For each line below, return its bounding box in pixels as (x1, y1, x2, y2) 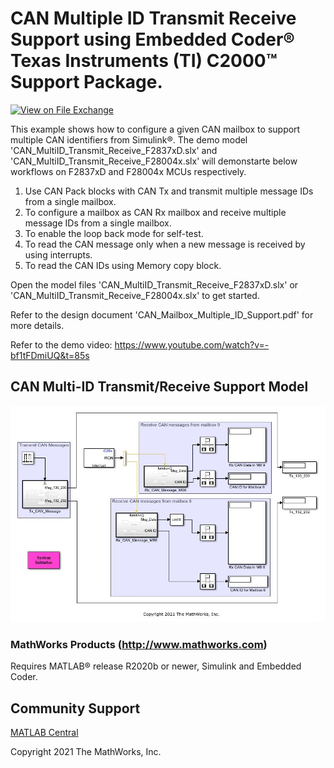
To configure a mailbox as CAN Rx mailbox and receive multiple (24, 206, 287, 218)
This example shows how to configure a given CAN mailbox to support (10, 123, 301, 135)
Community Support (10, 700, 141, 717)
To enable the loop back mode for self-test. (24, 227, 204, 239)
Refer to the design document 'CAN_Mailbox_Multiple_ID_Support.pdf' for (10, 308, 314, 321)
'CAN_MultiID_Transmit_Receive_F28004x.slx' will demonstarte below (10, 155, 298, 167)
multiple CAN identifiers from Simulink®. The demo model (10, 133, 248, 146)
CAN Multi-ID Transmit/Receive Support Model (10, 378, 309, 396)
